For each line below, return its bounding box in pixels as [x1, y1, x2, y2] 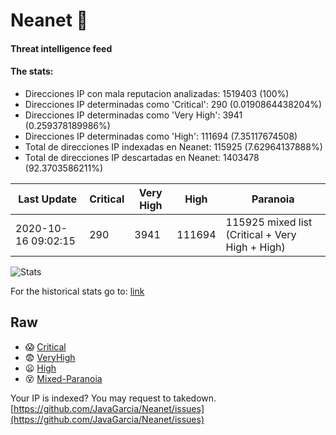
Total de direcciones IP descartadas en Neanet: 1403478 [24, 151, 260, 163]
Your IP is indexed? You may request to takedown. [10, 392, 217, 404]
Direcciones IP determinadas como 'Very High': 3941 [24, 109, 243, 121]
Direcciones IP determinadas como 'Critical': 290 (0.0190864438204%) [24, 98, 323, 110]
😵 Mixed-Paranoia [24, 372, 103, 384]
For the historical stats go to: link [10, 285, 145, 297]
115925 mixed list [225, 215, 313, 229]
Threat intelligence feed [10, 42, 113, 54]
